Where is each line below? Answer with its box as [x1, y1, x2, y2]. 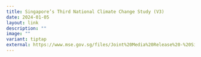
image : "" [6, 31, 31, 37]
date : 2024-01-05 [6, 14, 50, 20]
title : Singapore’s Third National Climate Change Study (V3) [6, 8, 165, 15]
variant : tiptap [6, 36, 47, 42]
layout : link [6, 20, 39, 26]
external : [6, 42, 31, 48]
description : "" [6, 25, 47, 31]
